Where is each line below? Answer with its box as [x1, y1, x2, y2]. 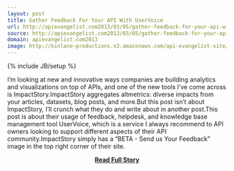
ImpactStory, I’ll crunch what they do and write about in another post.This [7, 105, 218, 113]
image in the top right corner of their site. [7, 142, 125, 150]
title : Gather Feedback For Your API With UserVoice [7, 17, 164, 24]
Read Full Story [94, 156, 140, 164]
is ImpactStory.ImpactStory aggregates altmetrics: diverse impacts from [7, 90, 214, 98]
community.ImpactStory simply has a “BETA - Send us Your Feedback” [7, 135, 210, 143]
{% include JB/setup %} [7, 62, 77, 70]
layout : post [7, 10, 45, 17]
